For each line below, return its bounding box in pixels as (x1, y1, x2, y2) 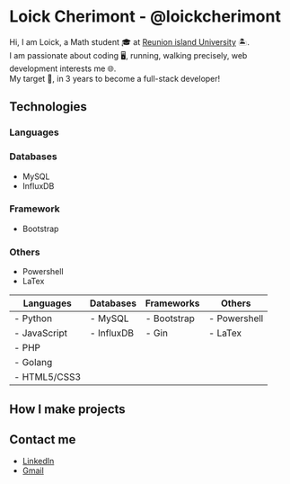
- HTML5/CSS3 (13, 371, 82, 383)
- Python (13, 312, 52, 325)
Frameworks (145, 297, 200, 309)
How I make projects (9, 401, 126, 417)
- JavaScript (13, 327, 67, 339)
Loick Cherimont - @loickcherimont (9, 6, 281, 27)
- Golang (13, 356, 53, 369)
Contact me (9, 432, 76, 447)
